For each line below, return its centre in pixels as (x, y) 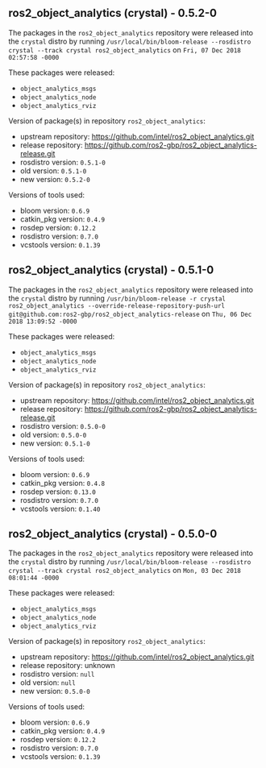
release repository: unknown (67, 666)
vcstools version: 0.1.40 (60, 509)
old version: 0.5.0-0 (53, 434)
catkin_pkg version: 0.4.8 (62, 483)
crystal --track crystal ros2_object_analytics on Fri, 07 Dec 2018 (125, 50)
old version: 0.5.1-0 (53, 170)
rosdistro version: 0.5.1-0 (63, 162)
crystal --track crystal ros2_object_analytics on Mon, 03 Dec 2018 (125, 571)
